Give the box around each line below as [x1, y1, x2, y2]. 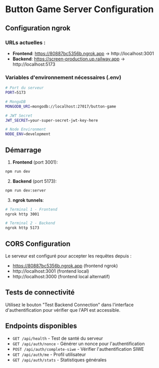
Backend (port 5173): [12, 178, 57, 184]
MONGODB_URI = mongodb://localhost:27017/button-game [5, 104, 116, 109]
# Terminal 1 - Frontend [5, 207, 58, 212]
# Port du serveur [5, 85, 44, 91]
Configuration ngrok [5, 24, 71, 32]
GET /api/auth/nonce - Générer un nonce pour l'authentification [12, 341, 145, 347]
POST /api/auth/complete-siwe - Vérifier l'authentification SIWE [12, 346, 144, 352]
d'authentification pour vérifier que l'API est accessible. [5, 307, 121, 313]
